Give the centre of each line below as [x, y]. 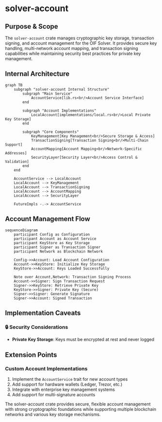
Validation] [17, 161]
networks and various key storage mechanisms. [53, 414]
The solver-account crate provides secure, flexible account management [78, 404]
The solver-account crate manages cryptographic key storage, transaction [80, 38]
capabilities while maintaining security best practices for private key [73, 53]
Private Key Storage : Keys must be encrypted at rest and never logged [83, 339]
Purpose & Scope [32, 26]
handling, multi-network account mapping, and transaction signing [72, 48]
